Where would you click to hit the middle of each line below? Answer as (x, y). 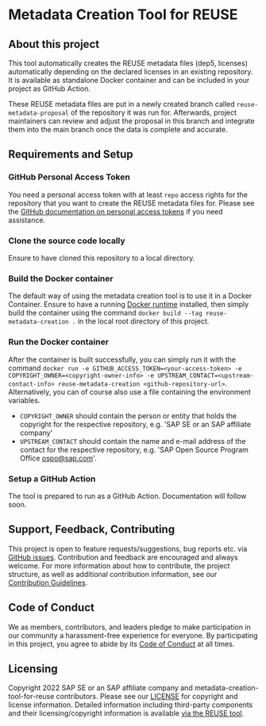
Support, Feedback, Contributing (92, 530)
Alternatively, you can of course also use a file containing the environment (130, 391)
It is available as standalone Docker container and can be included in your (129, 80)
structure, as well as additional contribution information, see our (113, 574)
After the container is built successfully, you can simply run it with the (122, 359)
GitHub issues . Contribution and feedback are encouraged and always (123, 557)
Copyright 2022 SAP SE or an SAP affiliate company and (100, 688)
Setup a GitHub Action (52, 478)
